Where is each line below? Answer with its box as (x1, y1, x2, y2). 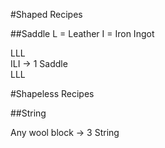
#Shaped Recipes (10, 9, 83, 20)
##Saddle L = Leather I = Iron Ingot (10, 28, 155, 39)
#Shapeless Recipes (10, 88, 95, 99)
